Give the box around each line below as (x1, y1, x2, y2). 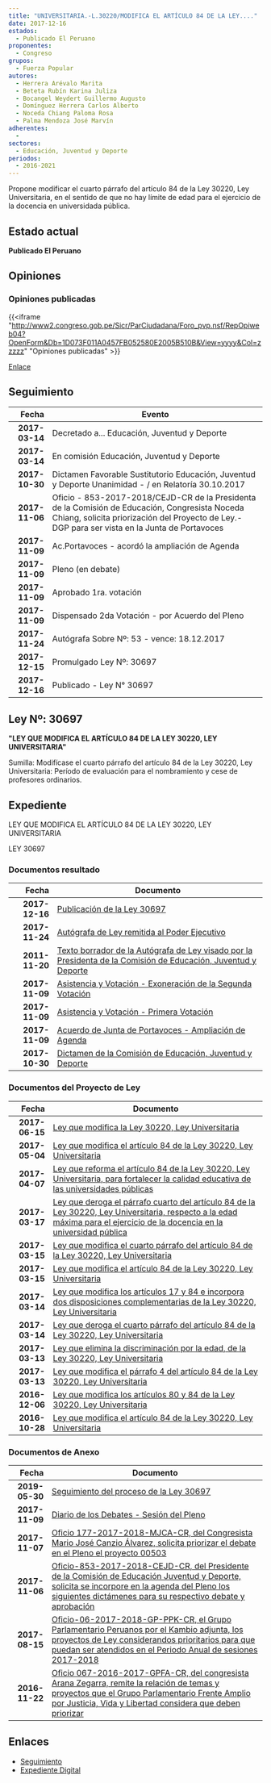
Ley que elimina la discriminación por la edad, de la (52, 1342, 247, 1354)
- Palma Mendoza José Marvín (15, 117, 114, 125)
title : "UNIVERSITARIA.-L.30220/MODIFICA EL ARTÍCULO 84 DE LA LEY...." (8, 11, 258, 20)
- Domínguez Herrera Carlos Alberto (15, 102, 139, 110)
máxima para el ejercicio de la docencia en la (52, 1216, 223, 1227)
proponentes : (8, 42, 52, 50)
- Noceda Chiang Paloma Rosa (15, 110, 114, 118)
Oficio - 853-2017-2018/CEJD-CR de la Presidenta (52, 492, 256, 503)
